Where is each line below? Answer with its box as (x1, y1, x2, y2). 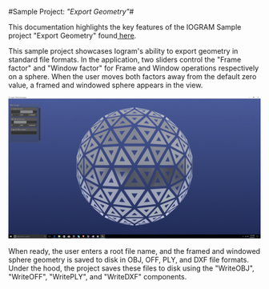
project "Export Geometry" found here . (8, 31, 137, 40)
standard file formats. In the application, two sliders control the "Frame (8, 55, 242, 64)
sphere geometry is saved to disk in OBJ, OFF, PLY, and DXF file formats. (8, 255, 250, 264)
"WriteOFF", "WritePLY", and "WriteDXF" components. (8, 271, 187, 281)
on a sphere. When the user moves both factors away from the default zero (8, 72, 257, 81)
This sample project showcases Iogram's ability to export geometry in (8, 46, 239, 55)
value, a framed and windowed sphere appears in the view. (8, 80, 203, 90)
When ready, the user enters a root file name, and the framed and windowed (8, 246, 261, 255)
